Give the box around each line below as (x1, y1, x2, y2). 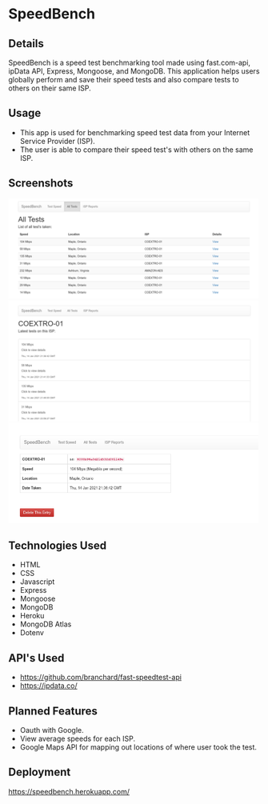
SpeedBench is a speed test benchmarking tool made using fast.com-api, (8, 58, 250, 67)
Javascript (19, 577, 55, 586)
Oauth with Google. (19, 726, 84, 735)
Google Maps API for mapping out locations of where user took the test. (19, 742, 258, 752)
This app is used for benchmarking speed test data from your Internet (19, 127, 250, 137)
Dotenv (19, 628, 44, 638)
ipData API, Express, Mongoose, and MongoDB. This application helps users (8, 66, 260, 76)
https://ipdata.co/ (19, 681, 78, 690)
